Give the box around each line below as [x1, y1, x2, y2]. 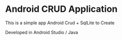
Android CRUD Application [5, 3, 118, 15]
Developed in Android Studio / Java [5, 29, 78, 35]
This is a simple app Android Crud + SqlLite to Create [5, 20, 115, 26]
